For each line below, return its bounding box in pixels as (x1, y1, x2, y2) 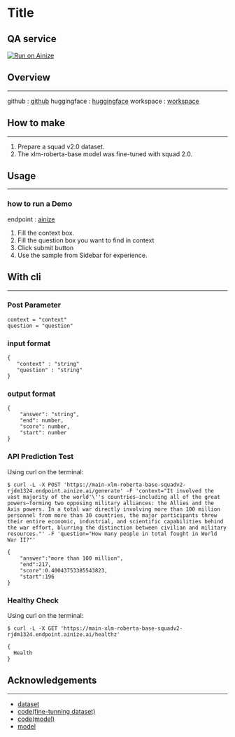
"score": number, (20, 423, 71, 430)
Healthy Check (7, 595, 59, 605)
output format (7, 389, 56, 399)
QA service (7, 33, 57, 45)
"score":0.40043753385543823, (20, 567, 108, 574)
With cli (7, 271, 42, 283)
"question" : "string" (16, 366, 83, 374)
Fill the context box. (17, 228, 75, 237)
